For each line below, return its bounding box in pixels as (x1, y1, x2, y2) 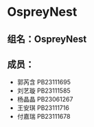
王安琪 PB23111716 (16, 104, 70, 112)
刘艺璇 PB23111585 (16, 86, 71, 95)
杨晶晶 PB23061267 (16, 95, 73, 104)
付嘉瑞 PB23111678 (16, 113, 71, 121)
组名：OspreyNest (7, 33, 87, 45)
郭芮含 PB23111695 (16, 78, 71, 86)
